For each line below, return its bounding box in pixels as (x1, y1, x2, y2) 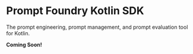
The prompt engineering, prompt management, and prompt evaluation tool (6, 23, 188, 31)
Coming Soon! (6, 41, 43, 48)
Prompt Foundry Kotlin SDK (6, 4, 144, 18)
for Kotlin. (6, 29, 30, 36)
